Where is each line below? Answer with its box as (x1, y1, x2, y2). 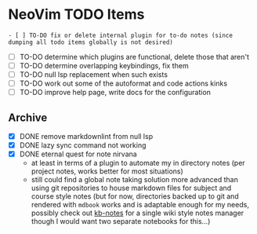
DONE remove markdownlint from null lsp (19, 132, 154, 141)
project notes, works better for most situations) (31, 166, 184, 176)
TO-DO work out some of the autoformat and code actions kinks (19, 79, 228, 88)
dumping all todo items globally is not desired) (8, 38, 174, 46)
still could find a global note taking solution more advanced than (31, 175, 239, 185)
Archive (8, 111, 48, 124)
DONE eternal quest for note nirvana (19, 149, 137, 159)
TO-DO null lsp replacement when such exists (19, 70, 168, 79)
